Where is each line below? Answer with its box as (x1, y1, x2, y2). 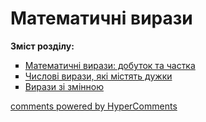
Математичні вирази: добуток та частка (24, 59, 196, 71)
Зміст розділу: (10, 40, 75, 52)
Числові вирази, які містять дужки (24, 70, 173, 82)
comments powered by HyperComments (10, 100, 178, 112)
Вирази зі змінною (24, 80, 104, 92)
